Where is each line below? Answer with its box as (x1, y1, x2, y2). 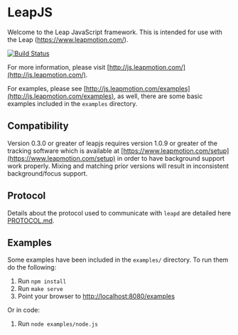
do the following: (7, 263, 57, 272)
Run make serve (17, 285, 63, 293)
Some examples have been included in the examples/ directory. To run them (7, 255, 229, 264)
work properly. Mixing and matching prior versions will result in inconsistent (7, 161, 229, 170)
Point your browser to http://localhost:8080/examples (17, 292, 175, 301)
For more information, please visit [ (7, 63, 110, 71)
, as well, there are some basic (113, 92, 203, 100)
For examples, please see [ (7, 84, 87, 92)
